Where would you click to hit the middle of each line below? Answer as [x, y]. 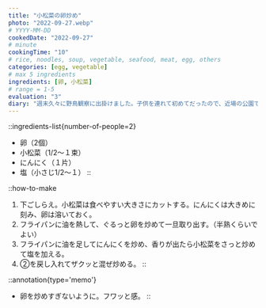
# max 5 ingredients [42, 74]
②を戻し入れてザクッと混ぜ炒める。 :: [83, 264]
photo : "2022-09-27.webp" [51, 23]
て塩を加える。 [44, 254]
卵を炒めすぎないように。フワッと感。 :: [85, 296]
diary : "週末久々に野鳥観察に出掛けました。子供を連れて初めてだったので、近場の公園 [131, 104]
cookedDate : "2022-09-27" [51, 38]
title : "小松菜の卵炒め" [45, 15]
